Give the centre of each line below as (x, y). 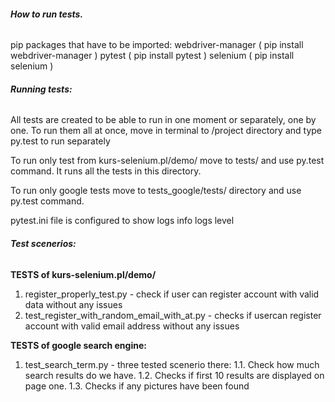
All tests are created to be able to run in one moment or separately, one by (163, 120)
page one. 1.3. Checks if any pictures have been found (137, 386)
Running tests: (41, 89)
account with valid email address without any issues (132, 326)
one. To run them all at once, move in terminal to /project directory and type (166, 131)
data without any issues (73, 304)
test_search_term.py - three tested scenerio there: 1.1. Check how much (172, 364)
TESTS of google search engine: (78, 345)
